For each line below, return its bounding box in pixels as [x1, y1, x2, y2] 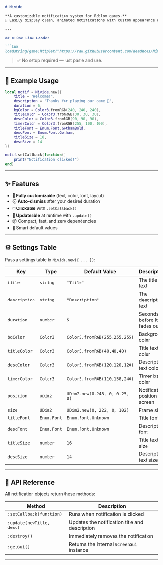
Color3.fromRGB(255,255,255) [66, 334, 134, 339]
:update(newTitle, [7, 520, 50, 526]
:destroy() [7, 533, 33, 539]
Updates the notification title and [68, 519, 144, 526]
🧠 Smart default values [12, 225, 58, 231]
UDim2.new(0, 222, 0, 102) [66, 407, 130, 413]
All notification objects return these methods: [5, 491, 96, 497]
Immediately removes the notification [68, 533, 154, 540]
